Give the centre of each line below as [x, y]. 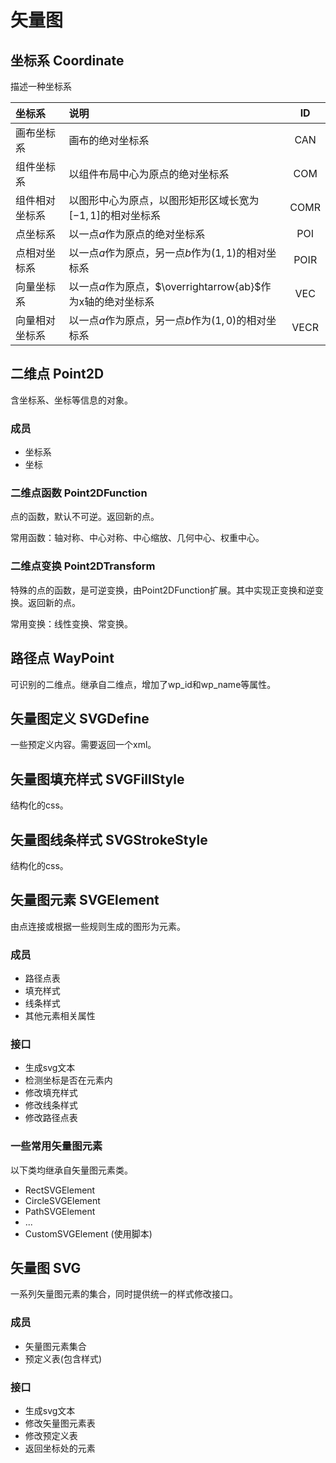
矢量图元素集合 [55, 1346]
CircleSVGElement [62, 1200]
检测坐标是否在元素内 [68, 1080]
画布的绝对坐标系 [109, 140]
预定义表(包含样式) [63, 1358]
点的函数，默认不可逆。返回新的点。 [85, 517]
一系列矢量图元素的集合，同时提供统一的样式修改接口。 [124, 1294]
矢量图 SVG [46, 1268]
